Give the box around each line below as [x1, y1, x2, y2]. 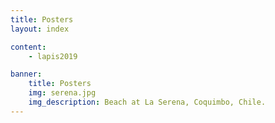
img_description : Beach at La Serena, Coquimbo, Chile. [28, 97, 267, 107]
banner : [10, 69, 43, 80]
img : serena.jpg [28, 88, 97, 98]
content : [10, 42, 47, 52]
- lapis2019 [28, 51, 78, 61]
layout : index [10, 24, 70, 34]
